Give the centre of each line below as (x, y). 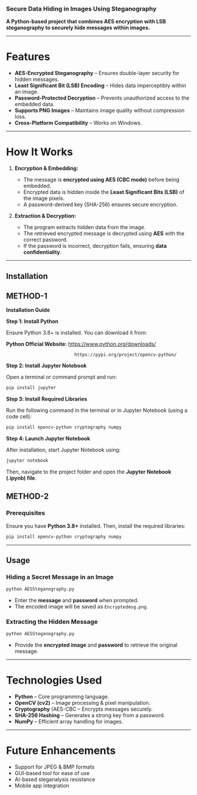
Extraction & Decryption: (45, 216)
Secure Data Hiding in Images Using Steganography (81, 9)
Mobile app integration (42, 786)
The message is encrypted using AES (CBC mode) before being (101, 180)
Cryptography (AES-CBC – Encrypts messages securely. (84, 709)
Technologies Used (54, 680)
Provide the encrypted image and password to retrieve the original (96, 645)
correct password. (45, 240)
